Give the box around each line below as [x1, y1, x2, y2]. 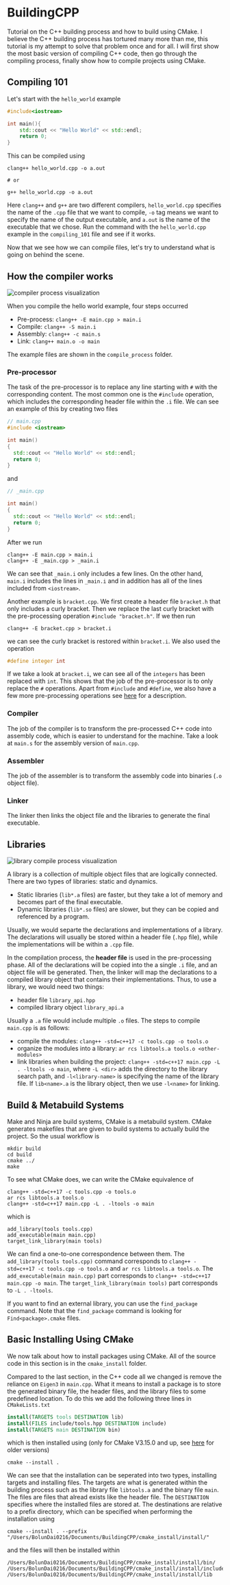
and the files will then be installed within [7, 1546, 120, 1554]
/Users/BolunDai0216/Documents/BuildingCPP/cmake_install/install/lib [7, 1571, 213, 1578]
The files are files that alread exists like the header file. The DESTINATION [7, 1493, 209, 1501]
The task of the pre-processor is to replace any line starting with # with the [7, 383, 218, 391]
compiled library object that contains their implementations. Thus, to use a [7, 975, 217, 984]
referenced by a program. [16, 912, 90, 921]
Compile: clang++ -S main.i [16, 322, 97, 330]
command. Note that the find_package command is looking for [7, 1307, 182, 1314]
